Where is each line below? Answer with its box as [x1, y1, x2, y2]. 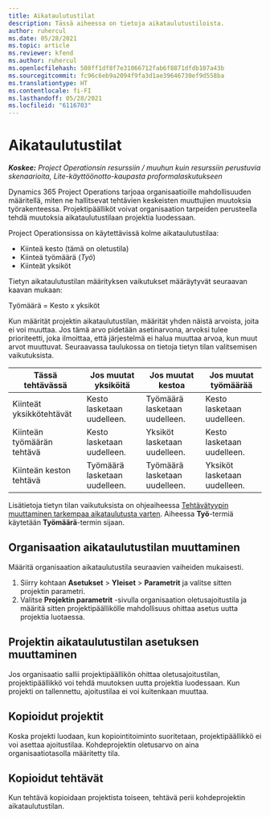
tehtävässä [23, 380, 67, 391]
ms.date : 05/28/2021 [8, 34, 78, 43]
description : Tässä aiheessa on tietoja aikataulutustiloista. [8, 19, 225, 27]
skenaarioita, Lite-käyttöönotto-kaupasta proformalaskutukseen [8, 171, 223, 181]
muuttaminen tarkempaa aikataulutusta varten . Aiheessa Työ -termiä [8, 509, 234, 519]
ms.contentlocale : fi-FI [8, 86, 92, 95]
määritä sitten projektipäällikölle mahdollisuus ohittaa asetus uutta [19, 603, 239, 613]
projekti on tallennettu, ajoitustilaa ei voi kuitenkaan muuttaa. [8, 686, 209, 696]
